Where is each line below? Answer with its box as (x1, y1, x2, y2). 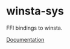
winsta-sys (6, 4, 65, 18)
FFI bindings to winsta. (6, 24, 63, 31)
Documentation (6, 36, 45, 43)
